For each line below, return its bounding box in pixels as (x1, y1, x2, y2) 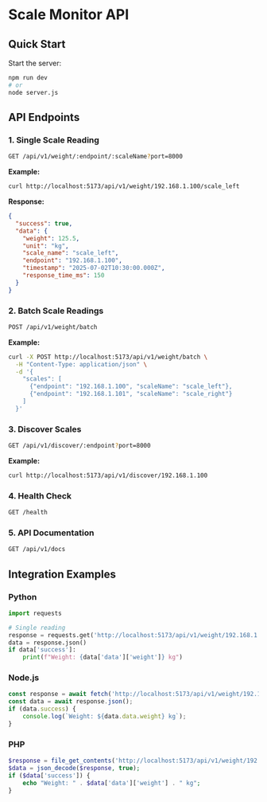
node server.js (8, 88, 59, 96)
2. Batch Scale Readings (8, 305, 104, 316)
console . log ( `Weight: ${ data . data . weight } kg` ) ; (22, 713, 187, 721)
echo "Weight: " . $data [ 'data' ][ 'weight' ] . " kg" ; (22, 779, 201, 787)
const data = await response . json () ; (8, 698, 133, 706)
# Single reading (8, 624, 66, 632)
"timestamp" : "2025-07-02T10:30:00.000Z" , (22, 264, 165, 272)
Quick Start (8, 37, 66, 51)
